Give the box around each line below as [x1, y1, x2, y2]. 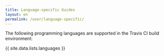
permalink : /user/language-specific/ [5, 16, 85, 21]
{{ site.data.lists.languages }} [5, 45, 65, 51]
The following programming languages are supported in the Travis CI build [5, 30, 159, 36]
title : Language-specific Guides [5, 7, 75, 12]
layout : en [5, 12, 28, 17]
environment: [5, 35, 33, 41]
